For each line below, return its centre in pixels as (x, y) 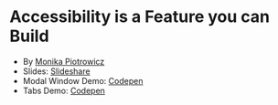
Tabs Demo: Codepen (64, 90)
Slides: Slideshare (56, 71)
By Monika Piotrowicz (64, 61)
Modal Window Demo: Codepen (83, 80)
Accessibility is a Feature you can (139, 17)
